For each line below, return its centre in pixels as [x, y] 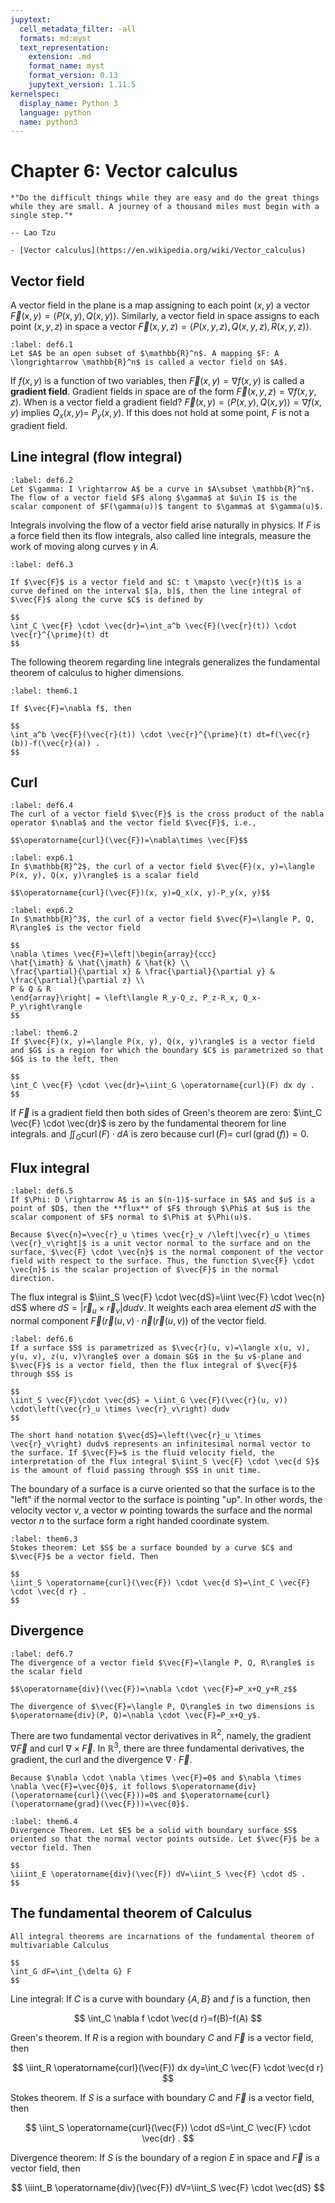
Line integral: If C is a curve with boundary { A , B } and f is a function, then [161, 1998]
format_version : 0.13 [73, 76]
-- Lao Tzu [33, 233]
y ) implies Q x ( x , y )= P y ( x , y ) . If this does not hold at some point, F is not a [160, 414]
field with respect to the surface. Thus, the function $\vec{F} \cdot [162, 1261]
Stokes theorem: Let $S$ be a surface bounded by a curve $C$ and [151, 1547]
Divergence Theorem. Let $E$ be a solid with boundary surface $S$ [154, 1830]
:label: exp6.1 [42, 858]
